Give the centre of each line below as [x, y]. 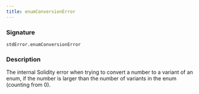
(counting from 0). [29, 85]
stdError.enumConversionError [44, 44]
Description [23, 59]
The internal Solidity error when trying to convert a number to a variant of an [99, 72]
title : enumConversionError [41, 12]
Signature [21, 32]
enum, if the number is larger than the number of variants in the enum [91, 79]
